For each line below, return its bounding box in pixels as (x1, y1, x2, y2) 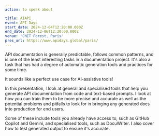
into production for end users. (5, 106, 64, 111)
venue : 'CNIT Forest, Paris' (5, 34, 64, 39)
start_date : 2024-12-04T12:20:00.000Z (5, 25, 83, 29)
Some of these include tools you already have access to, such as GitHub (5, 115, 149, 121)
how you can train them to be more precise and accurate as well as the (5, 95, 146, 101)
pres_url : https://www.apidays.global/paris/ (5, 38, 98, 43)
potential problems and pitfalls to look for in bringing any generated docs (5, 101, 150, 107)
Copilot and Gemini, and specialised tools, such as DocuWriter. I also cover (5, 120, 155, 126)
